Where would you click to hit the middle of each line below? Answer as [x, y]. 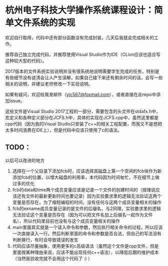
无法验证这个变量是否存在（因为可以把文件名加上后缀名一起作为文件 [82, 214]
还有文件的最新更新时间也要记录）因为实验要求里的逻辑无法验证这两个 [89, 196]
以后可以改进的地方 [25, 160]
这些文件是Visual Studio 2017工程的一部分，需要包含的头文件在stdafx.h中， [83, 111]
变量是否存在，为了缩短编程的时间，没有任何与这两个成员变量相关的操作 [87, 202]
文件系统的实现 [45, 23]
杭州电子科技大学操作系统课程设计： [80, 10]
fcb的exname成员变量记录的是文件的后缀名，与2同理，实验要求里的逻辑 [86, 208]
